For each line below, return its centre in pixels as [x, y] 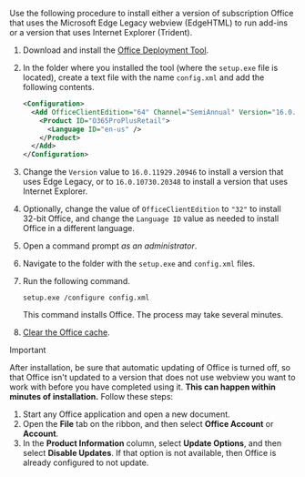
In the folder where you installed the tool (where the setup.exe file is [150, 68]
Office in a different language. [78, 228]
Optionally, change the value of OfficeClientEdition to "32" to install [152, 209]
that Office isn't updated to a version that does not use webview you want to [152, 378]
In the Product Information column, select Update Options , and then [152, 443]
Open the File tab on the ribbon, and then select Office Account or [148, 424]
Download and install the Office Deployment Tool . [116, 50]
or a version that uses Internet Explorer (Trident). [101, 32]
